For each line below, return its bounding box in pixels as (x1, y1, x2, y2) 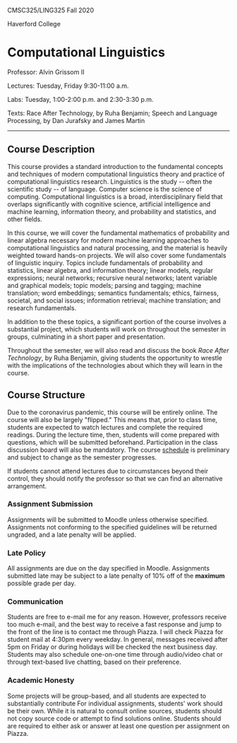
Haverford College (7, 20, 61, 28)
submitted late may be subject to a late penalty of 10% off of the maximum (7, 572, 226, 580)
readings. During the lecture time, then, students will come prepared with (7, 431, 220, 439)
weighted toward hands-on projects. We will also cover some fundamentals (7, 251, 227, 259)
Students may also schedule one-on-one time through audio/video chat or (7, 650, 224, 659)
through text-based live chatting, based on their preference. (7, 657, 182, 667)
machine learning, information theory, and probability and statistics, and (7, 207, 217, 216)
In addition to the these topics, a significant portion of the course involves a (7, 317, 227, 326)
